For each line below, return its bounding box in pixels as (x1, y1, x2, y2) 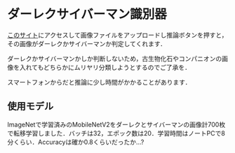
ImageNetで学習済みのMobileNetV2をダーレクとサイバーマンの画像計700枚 (7, 120, 226, 129)
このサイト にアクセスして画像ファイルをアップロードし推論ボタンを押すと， (7, 31, 228, 39)
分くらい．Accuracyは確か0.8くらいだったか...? (7, 138, 145, 146)
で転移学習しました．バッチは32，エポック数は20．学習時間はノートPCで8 (7, 129, 226, 137)
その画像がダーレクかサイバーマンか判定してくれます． (7, 39, 167, 48)
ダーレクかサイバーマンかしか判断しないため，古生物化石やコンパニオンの (7, 54, 222, 63)
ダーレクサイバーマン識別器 (7, 6, 167, 22)
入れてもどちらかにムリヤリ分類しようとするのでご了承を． (19, 63, 192, 71)
